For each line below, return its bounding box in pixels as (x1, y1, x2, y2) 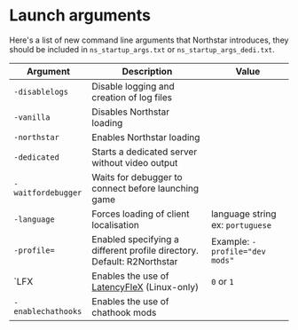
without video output (91, 156, 178, 169)
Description (122, 65, 173, 77)
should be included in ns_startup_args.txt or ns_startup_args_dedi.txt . (9, 43, 275, 54)
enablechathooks (13, 306, 82, 316)
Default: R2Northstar (91, 255, 178, 267)
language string (211, 208, 277, 220)
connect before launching (91, 182, 200, 194)
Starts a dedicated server (91, 145, 198, 158)
